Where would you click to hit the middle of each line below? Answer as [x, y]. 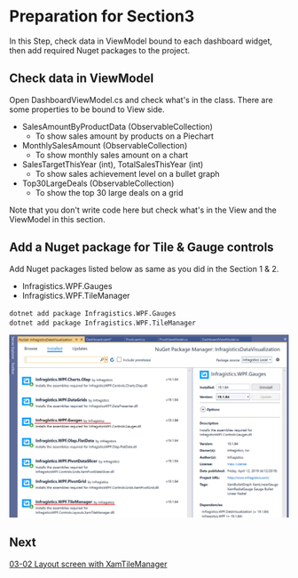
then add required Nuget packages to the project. [100, 50]
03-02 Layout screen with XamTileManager [88, 564]
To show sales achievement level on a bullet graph [127, 173]
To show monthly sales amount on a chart [112, 155]
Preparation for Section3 [102, 16]
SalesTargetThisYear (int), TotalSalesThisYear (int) [113, 164]
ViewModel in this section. [57, 219]
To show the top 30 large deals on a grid [109, 192]
